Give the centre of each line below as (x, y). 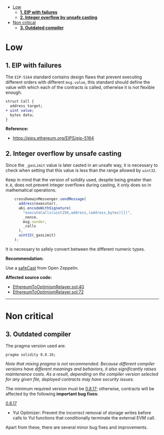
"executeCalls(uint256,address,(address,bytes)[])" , (78, 213)
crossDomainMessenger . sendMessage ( (50, 199)
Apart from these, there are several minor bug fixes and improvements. (77, 427)
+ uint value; (20, 110)
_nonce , (31, 217)
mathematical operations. (31, 190)
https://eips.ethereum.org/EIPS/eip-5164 (53, 138)
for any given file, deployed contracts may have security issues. (70, 379)
